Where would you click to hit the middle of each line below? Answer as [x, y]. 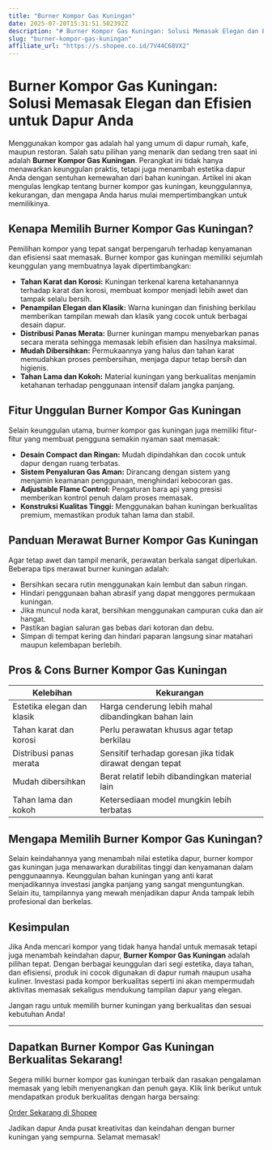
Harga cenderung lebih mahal [156, 707]
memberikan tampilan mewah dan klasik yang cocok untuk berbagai [134, 316]
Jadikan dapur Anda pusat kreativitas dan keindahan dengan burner [122, 1128]
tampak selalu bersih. [56, 299]
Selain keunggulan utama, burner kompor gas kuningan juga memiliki [123, 430]
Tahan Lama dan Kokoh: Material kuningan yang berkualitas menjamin [138, 376]
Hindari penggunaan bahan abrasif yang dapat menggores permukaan [138, 592]
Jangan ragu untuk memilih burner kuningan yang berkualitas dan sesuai [130, 1005]
